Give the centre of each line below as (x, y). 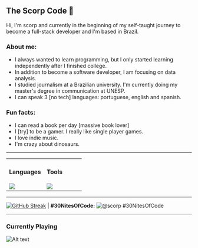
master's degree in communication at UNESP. (70, 91)
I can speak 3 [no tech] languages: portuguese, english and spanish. (98, 97)
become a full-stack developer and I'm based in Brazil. (72, 31)
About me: (22, 47)
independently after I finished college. (61, 66)
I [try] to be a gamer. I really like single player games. (79, 132)
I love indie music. (37, 138)
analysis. (25, 79)
